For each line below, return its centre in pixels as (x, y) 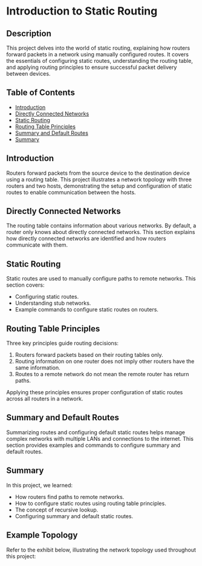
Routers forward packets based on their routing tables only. (89, 355)
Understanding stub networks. (53, 303)
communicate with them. (37, 245)
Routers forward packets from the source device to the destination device (98, 173)
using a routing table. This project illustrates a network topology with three (99, 179)
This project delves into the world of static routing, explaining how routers (98, 48)
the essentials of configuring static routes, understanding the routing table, (100, 61)
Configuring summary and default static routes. (74, 516)
